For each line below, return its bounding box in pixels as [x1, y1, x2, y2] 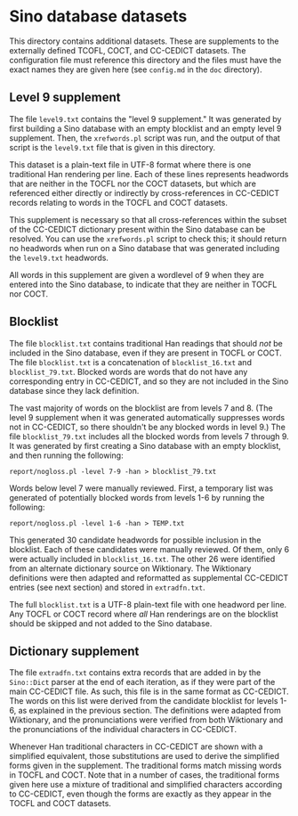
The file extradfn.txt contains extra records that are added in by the [9, 667, 262, 678]
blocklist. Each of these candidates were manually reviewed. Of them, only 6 [9, 543, 290, 554]
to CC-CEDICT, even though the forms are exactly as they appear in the [9, 788, 272, 799]
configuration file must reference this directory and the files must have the [9, 54, 282, 65]
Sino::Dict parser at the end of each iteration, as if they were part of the [9, 677, 276, 688]
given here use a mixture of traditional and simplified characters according [9, 779, 283, 790]
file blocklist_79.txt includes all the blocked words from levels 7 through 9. [9, 430, 289, 442]
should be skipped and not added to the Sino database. [9, 617, 213, 629]
